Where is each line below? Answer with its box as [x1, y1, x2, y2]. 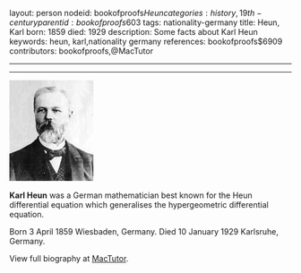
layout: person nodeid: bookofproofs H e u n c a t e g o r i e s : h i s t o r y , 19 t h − [9, 8, 262, 18]
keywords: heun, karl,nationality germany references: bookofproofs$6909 [9, 36, 283, 47]
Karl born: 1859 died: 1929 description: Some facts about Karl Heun [9, 27, 258, 37]
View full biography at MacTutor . [9, 253, 129, 263]
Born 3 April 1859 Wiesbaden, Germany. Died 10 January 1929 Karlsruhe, [9, 226, 279, 236]
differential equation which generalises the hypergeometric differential [9, 200, 269, 209]
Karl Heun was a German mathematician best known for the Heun [9, 190, 253, 200]
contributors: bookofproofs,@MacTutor [9, 46, 154, 56]
